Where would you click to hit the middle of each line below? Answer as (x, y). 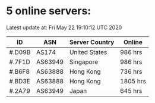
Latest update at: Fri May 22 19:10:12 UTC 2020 (64, 27)
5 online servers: (49, 11)
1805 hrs (133, 81)
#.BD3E (20, 81)
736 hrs (131, 71)
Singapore (84, 62)
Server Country (92, 42)
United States (88, 52)
